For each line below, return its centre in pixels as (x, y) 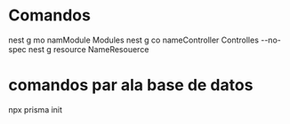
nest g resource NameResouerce (89, 49)
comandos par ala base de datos (131, 85)
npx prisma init (36, 109)
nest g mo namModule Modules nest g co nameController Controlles (134, 40)
